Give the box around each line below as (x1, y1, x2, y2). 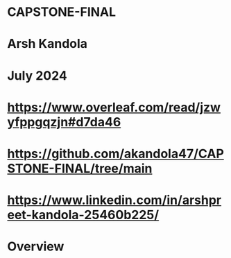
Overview (7, 239, 65, 255)
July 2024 (7, 67, 67, 83)
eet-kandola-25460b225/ (7, 207, 160, 223)
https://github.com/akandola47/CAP (7, 146, 224, 162)
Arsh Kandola (7, 36, 88, 52)
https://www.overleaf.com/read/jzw (7, 99, 221, 115)
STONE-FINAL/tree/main (7, 160, 153, 176)
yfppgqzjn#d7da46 (7, 114, 121, 130)
